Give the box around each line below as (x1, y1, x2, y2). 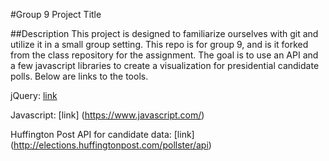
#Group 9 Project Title (10, 9, 102, 20)
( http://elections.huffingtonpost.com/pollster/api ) (10, 139, 212, 151)
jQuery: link (10, 90, 58, 101)
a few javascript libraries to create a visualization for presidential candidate (10, 60, 320, 71)
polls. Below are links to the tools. (10, 70, 149, 82)
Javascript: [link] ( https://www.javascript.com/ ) (10, 109, 205, 121)
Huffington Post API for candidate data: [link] (10, 129, 195, 140)
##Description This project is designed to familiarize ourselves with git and (10, 28, 319, 39)
